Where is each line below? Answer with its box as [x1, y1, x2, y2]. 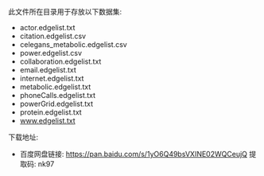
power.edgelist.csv [19, 49, 82, 57]
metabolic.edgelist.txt [19, 82, 91, 92]
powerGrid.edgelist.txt [19, 99, 94, 108]
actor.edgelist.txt [19, 23, 76, 32]
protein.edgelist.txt [19, 108, 82, 117]
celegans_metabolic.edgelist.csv [19, 40, 127, 49]
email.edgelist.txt [19, 65, 77, 74]
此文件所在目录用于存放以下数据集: [8, 7, 122, 16]
